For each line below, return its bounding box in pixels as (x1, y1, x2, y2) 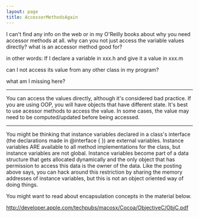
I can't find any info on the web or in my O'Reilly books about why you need (6, 30, 191, 37)
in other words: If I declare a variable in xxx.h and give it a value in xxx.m (6, 55, 184, 62)
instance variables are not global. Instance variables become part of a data (6, 149, 189, 157)
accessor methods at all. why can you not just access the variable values (6, 37, 185, 44)
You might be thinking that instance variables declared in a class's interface (6, 130, 191, 138)
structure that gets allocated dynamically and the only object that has (6, 155, 175, 163)
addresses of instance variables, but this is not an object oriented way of (6, 174, 184, 181)
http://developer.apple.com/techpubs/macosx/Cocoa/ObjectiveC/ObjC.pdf (6, 204, 189, 211)
